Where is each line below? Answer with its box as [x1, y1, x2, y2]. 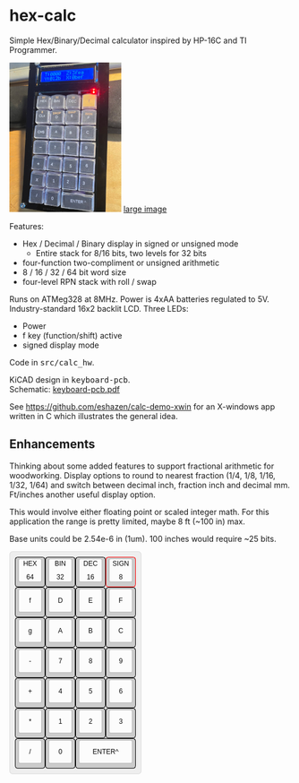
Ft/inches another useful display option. [9, 489, 157, 500]
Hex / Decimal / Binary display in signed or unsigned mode [21, 238, 239, 249]
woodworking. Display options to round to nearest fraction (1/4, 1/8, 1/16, [9, 469, 276, 480]
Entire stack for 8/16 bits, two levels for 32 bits [35, 247, 208, 258]
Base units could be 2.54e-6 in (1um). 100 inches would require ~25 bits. [9, 533, 277, 544]
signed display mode [21, 340, 100, 350]
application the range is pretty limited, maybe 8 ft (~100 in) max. [9, 516, 246, 527]
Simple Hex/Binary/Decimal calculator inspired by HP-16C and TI [9, 35, 247, 46]
